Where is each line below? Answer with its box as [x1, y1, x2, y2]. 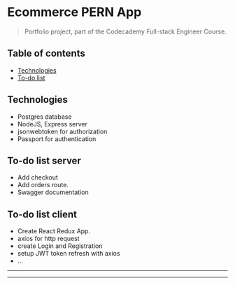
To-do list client [7, 208, 77, 220]
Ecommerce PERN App [7, 4, 142, 20]
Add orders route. [17, 181, 69, 189]
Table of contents [7, 47, 85, 59]
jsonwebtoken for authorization [17, 127, 108, 136]
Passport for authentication [17, 134, 97, 143]
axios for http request [17, 235, 80, 243]
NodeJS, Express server [17, 119, 88, 128]
